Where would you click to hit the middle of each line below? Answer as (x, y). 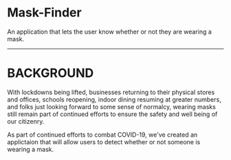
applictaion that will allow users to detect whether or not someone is (104, 141)
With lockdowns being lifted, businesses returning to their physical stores (111, 92)
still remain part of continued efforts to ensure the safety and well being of (112, 114)
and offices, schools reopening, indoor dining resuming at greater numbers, (114, 99)
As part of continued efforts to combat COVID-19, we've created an (102, 135)
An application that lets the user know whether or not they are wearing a (109, 32)
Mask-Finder (44, 13)
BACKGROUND (51, 73)
